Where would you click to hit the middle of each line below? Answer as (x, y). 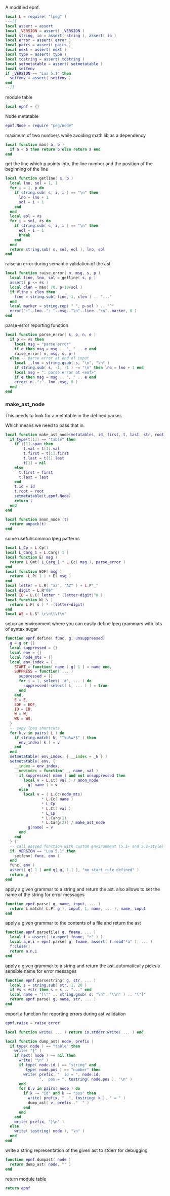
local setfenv (20, 69)
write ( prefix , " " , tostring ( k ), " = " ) (76, 1098)
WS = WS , (24, 719)
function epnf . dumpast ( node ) (38, 1159)
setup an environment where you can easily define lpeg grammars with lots (84, 624)
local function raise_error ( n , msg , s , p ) (53, 273)
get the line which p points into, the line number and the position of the (79, 164)
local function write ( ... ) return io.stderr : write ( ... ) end (74, 1032)
